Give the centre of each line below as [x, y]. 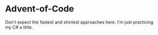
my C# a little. [19, 27]
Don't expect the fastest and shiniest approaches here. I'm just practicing [79, 22]
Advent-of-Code [40, 9]
